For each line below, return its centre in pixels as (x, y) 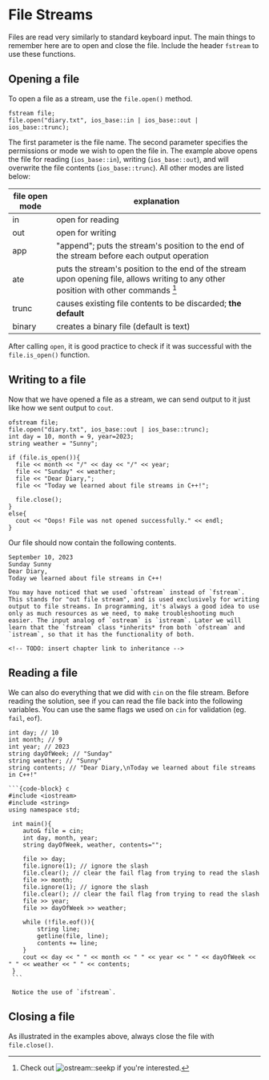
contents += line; (68, 943)
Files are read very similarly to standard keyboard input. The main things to (132, 37)
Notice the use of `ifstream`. (64, 992)
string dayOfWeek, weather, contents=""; (92, 845)
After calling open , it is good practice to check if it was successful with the (130, 346)
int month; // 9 (35, 739)
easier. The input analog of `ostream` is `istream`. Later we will (125, 620)
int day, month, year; (60, 838)
